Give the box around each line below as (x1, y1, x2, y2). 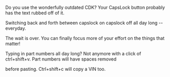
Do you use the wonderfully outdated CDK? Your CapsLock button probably (5, 5, 165, 10)
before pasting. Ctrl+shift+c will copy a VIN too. (5, 66, 106, 72)
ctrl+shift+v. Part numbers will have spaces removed (5, 56, 117, 62)
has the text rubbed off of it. (5, 10, 65, 16)
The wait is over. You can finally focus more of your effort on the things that (5, 35, 165, 41)
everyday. (5, 25, 27, 31)
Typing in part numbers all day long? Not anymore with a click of (5, 51, 141, 56)
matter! (5, 41, 20, 47)
